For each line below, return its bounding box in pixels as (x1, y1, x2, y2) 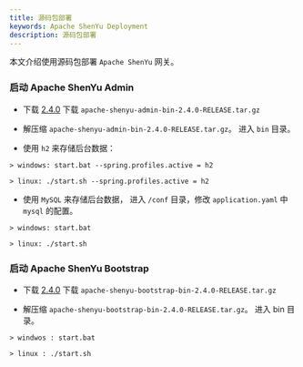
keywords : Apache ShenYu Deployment (9, 22, 148, 31)
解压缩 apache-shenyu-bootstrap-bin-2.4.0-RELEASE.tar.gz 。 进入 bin (22, 303, 285, 314)
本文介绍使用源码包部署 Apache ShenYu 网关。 (9, 56, 179, 67)
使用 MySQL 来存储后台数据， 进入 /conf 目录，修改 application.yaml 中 (22, 193, 288, 205)
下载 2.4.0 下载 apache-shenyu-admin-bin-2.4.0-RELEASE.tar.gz (22, 104, 261, 115)
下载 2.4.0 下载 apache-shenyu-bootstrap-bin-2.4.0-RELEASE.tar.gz (22, 284, 277, 295)
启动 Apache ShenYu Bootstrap (9, 261, 149, 274)
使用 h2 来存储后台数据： (22, 142, 116, 153)
